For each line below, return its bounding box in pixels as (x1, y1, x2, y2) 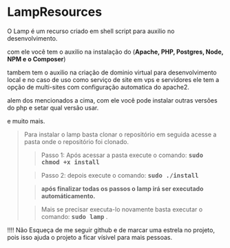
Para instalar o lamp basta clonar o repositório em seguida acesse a (23, 130, 217, 138)
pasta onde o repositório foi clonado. (23, 137, 129, 145)
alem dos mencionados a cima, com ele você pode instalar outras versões (7, 96, 218, 104)
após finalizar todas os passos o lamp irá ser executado (41, 184, 204, 193)
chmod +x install (41, 158, 100, 166)
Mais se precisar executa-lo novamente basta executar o (41, 205, 203, 214)
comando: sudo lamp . (41, 212, 108, 220)
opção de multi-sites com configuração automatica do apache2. (7, 83, 189, 91)
